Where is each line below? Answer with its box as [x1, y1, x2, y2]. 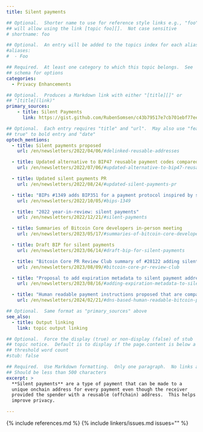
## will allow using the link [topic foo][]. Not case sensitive [6, 25, 177, 32]
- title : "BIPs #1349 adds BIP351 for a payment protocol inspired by [11, 192, 193, 198]
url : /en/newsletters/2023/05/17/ [17, 231, 104, 237]
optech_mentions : [6, 137, 50, 143]
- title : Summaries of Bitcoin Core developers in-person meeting [11, 225, 182, 231]
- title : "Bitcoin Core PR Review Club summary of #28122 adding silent [11, 258, 199, 264]
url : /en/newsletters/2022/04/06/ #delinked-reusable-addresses [17, 148, 180, 155]
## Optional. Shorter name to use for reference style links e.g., [6, 19, 182, 26]
